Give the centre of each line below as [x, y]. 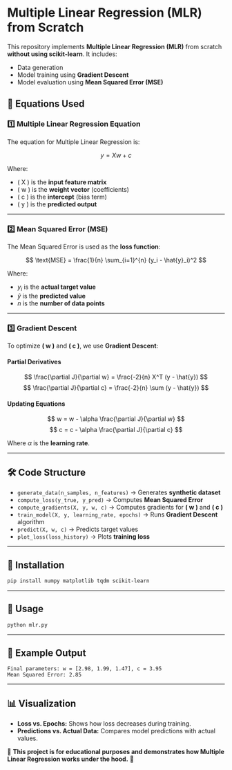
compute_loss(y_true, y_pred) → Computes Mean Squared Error [110, 500]
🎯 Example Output [47, 653]
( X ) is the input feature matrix [62, 182]
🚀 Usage [25, 609]
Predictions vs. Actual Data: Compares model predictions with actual [116, 731]
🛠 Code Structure [47, 472]
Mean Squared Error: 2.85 [44, 675]
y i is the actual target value [57, 287]
